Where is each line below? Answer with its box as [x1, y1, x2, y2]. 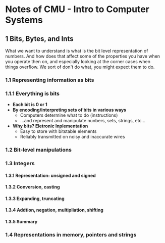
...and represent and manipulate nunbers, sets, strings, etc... [20, 118, 145, 124]
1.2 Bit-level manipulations [5, 147, 72, 154]
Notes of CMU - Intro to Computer [5, 4, 150, 15]
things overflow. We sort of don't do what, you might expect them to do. [5, 64, 155, 70]
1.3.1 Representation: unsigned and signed [5, 172, 96, 178]
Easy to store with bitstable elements [20, 128, 97, 134]
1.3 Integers [5, 160, 35, 167]
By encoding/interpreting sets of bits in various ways [12, 107, 127, 113]
